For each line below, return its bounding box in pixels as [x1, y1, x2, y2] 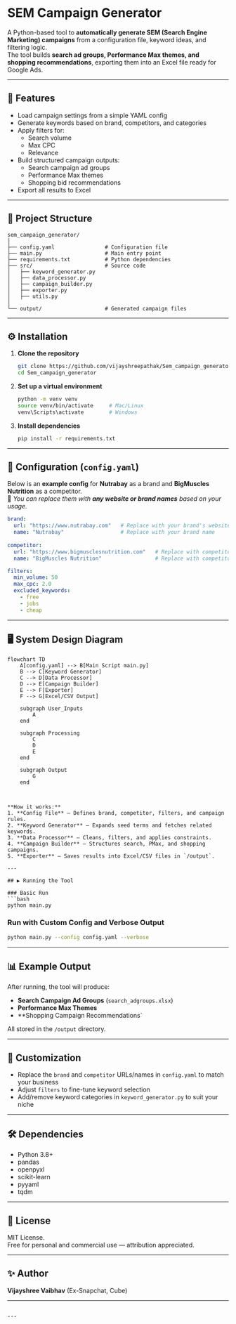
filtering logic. [7, 43, 48, 51]
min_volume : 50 [13, 574, 58, 581]
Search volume [27, 133, 72, 142]
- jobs [20, 600, 39, 607]
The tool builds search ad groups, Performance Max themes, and [7, 51, 200, 59]
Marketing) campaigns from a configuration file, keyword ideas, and [7, 35, 206, 44]
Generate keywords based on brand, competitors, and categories [17, 118, 207, 127]
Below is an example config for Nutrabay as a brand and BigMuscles [7, 480, 209, 488]
